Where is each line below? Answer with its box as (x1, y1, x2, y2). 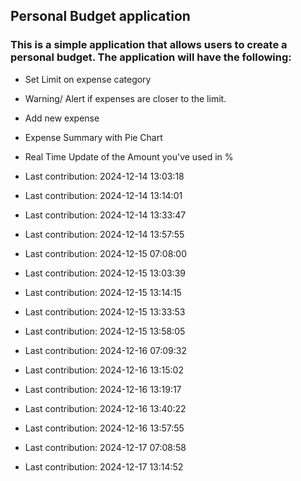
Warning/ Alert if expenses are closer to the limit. (24, 92, 227, 104)
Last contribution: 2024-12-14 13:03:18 (24, 170, 185, 182)
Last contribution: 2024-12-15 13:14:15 (24, 286, 182, 298)
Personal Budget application (10, 8, 191, 25)
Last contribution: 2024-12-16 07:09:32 (24, 344, 187, 356)
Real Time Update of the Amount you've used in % (24, 150, 234, 163)
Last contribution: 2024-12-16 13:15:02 (24, 364, 184, 376)
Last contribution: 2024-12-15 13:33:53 (24, 305, 186, 318)
